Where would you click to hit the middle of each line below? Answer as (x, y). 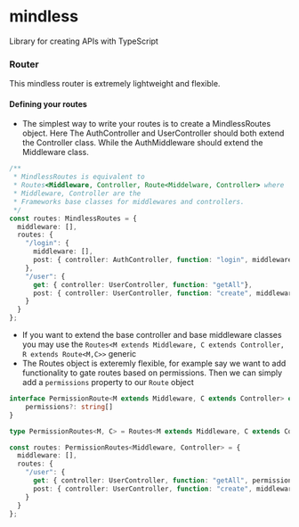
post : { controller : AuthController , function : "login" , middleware (162, 260)
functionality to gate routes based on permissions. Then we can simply (152, 373)
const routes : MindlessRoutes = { (73, 218)
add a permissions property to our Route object (108, 383)
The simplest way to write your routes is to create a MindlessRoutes (146, 124)
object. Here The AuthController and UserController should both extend (153, 133)
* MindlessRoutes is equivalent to (79, 177)
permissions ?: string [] (69, 407)
